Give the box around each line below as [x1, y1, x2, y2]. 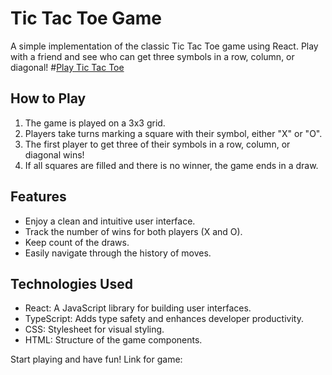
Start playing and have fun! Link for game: [10, 353, 183, 366]
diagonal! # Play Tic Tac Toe [10, 61, 125, 73]
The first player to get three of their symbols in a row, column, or [24, 138, 291, 150]
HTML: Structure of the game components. [24, 334, 203, 346]
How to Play [10, 90, 87, 107]
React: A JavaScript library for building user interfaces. [24, 302, 252, 314]
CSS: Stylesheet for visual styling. [24, 323, 165, 336]
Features [10, 188, 67, 206]
